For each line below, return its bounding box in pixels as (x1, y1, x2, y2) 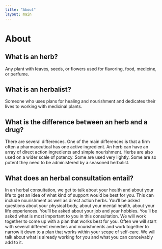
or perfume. (5, 71, 29, 77)
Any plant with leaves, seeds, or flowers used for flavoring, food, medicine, (5, 66, 157, 71)
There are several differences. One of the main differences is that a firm (5, 139, 150, 144)
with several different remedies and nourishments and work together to (5, 223, 149, 229)
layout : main (5, 12, 32, 17)
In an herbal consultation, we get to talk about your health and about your (5, 187, 154, 193)
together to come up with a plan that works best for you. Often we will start (5, 218, 157, 224)
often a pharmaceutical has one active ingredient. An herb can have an (5, 144, 149, 150)
